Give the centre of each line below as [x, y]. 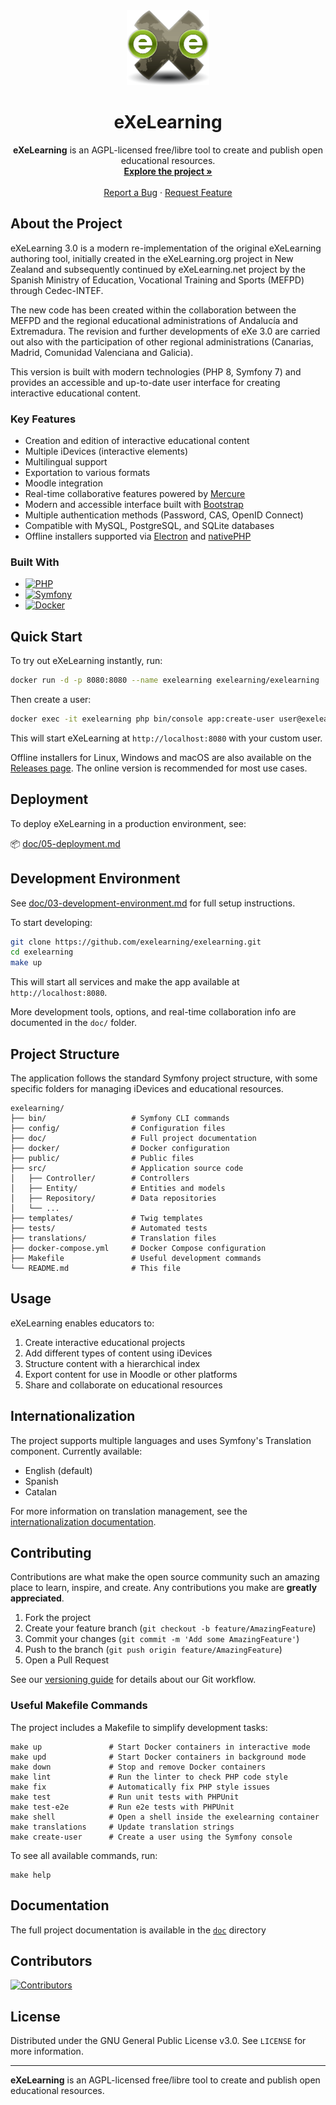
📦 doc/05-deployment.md [65, 843]
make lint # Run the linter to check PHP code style [149, 1777]
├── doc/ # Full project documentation [133, 1138]
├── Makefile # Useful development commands [136, 1258]
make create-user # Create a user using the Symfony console [151, 1837]
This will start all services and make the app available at [125, 982]
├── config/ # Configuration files [118, 1128]
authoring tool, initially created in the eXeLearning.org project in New [152, 258]
